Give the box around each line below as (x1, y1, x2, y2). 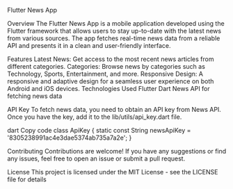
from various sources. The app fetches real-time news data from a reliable (7, 34, 220, 42)
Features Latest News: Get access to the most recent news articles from (7, 55, 214, 63)
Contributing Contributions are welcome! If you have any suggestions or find (7, 147, 227, 155)
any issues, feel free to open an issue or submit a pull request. (7, 154, 186, 163)
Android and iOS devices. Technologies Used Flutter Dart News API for (7, 85, 210, 92)
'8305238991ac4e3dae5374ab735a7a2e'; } (7, 133, 132, 142)
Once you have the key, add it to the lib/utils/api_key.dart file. (7, 113, 182, 121)
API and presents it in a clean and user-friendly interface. (7, 42, 172, 49)
